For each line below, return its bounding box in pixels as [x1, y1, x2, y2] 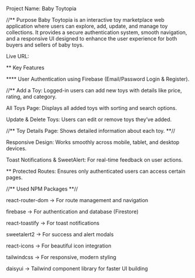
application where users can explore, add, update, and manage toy [6, 23, 168, 29]
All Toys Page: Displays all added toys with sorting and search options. [6, 105, 177, 111]
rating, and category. [6, 93, 57, 100]
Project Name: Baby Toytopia [6, 5, 77, 12]
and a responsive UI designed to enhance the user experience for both [6, 35, 177, 42]
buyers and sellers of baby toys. [6, 41, 84, 48]
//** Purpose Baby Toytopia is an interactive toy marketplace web [6, 16, 164, 23]
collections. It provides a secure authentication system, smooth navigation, [6, 29, 187, 36]
